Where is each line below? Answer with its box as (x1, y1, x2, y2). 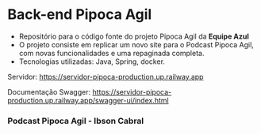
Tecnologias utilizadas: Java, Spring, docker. (18, 57, 166, 66)
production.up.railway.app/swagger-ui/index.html (7, 95, 169, 105)
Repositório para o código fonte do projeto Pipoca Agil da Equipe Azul (18, 32, 249, 41)
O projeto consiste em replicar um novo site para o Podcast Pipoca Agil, (18, 39, 255, 49)
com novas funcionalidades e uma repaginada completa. (18, 48, 205, 58)
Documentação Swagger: (7, 87, 91, 96)
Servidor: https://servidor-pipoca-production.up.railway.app (7, 72, 204, 81)
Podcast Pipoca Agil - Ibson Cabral (7, 115, 144, 126)
